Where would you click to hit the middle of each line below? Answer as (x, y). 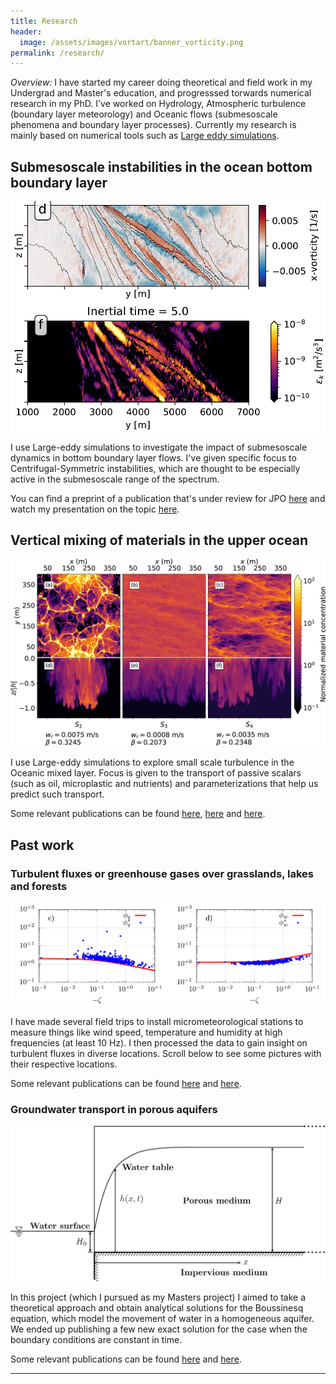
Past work (42, 845)
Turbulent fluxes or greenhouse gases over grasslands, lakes (162, 873)
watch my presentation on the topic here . (95, 509)
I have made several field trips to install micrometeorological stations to (157, 1021)
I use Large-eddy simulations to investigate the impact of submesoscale (159, 447)
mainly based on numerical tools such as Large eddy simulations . (145, 136)
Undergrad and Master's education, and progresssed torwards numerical (161, 93)
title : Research (44, 21)
